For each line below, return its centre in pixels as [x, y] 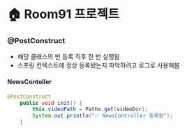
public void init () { [51, 103]
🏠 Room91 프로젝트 [63, 14]
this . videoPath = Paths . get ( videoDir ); [90, 109]
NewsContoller [30, 82]
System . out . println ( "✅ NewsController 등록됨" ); [103, 116]
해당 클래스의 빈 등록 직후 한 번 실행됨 [68, 57]
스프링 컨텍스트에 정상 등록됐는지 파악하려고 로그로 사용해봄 [98, 65]
